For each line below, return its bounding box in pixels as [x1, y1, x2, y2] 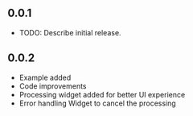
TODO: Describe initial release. [18, 27, 121, 37]
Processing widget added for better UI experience [18, 89, 186, 99]
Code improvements [18, 81, 87, 91]
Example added [18, 72, 72, 82]
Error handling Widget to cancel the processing [18, 98, 176, 108]
